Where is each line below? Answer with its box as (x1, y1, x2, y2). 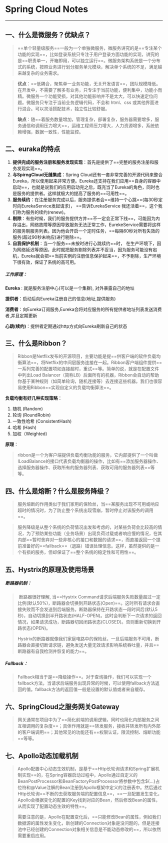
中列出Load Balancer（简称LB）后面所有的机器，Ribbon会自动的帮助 (17, 372, 159, 378)
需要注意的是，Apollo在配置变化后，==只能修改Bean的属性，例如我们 (17, 814, 161, 820)
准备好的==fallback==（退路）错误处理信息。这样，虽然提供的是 (21, 543, 155, 549)
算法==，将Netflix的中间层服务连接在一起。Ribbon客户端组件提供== (21, 359, 162, 365)
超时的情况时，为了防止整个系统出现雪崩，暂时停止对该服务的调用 (17, 507, 153, 513)
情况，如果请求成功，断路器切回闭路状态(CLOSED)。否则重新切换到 (17, 618, 156, 624)
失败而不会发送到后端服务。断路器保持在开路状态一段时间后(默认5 (21, 606, 158, 612)
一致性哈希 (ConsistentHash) (12, 418, 72, 424)
